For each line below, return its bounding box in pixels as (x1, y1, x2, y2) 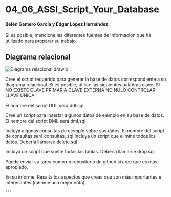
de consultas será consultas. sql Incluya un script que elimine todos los (5, 133, 156, 140)
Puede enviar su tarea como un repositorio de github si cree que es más (5, 159, 158, 165)
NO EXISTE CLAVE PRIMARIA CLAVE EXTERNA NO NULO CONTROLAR (5, 87, 156, 93)
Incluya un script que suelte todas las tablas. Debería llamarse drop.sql (5, 149, 155, 155)
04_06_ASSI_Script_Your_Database (5, 4, 160, 15)
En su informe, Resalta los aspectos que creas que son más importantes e (5, 174, 162, 180)
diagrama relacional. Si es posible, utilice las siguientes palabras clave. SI (5, 82, 160, 88)
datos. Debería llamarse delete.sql (5, 139, 78, 145)
